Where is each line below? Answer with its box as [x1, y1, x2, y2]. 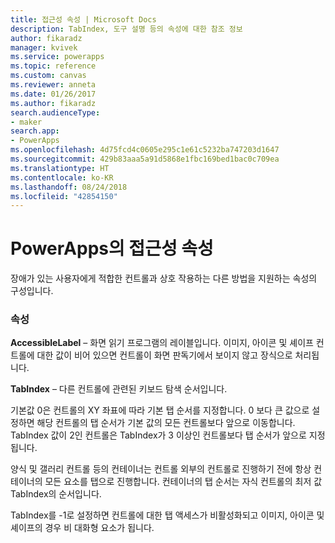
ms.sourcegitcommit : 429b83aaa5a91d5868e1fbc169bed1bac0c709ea [10, 154, 280, 164]
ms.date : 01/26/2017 [10, 89, 97, 99]
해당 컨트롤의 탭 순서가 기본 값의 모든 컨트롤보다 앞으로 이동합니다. [36, 417, 296, 429]
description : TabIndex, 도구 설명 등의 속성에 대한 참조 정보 [10, 24, 243, 34]
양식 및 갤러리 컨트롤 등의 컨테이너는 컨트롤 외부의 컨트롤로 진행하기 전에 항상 [10, 463, 312, 475]
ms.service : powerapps [10, 52, 105, 62]
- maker [10, 117, 43, 127]
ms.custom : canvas [10, 71, 87, 81]
